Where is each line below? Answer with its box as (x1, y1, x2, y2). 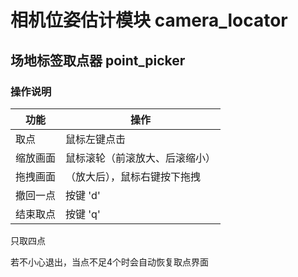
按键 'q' (65, 207, 101, 221)
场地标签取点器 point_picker (10, 52, 186, 69)
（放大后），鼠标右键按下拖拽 (65, 169, 202, 183)
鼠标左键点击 (65, 132, 127, 146)
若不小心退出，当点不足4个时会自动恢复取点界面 (10, 256, 210, 268)
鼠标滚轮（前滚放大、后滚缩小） (65, 151, 217, 165)
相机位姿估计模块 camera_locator (10, 9, 288, 32)
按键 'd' (65, 188, 101, 202)
